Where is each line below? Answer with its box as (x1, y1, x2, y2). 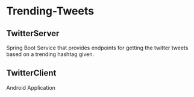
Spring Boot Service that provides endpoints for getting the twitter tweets (6, 44, 189, 51)
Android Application (6, 84, 56, 91)
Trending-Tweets (6, 4, 95, 18)
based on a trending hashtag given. (6, 51, 95, 58)
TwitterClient (6, 68, 57, 78)
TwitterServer (6, 28, 60, 39)
